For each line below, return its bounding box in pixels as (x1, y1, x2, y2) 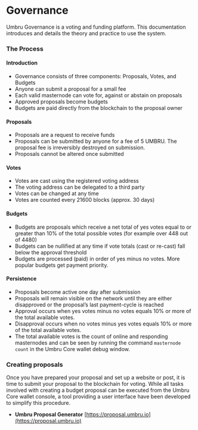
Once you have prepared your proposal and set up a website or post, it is (6, 374, 185, 381)
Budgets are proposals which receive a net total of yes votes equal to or (14, 223, 192, 231)
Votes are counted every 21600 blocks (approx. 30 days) (14, 196, 155, 204)
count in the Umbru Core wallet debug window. (14, 345, 130, 352)
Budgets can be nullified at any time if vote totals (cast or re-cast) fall (14, 242, 185, 250)
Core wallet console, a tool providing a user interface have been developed (6, 393, 191, 400)
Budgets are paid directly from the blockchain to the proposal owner (14, 105, 183, 112)
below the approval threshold (14, 248, 87, 256)
